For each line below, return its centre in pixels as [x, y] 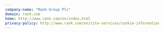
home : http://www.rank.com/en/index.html [48, 18]
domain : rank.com [23, 14]
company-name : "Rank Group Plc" [38, 9]
